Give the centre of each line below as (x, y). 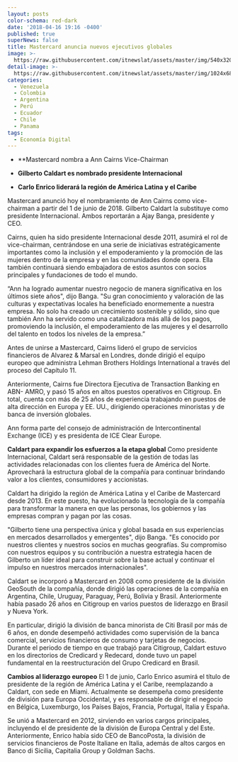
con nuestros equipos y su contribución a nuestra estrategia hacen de (110, 553)
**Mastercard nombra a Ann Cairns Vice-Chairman (93, 160)
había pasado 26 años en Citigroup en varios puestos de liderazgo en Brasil (118, 604)
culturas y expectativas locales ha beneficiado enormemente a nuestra (111, 304)
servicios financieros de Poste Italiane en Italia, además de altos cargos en (116, 744)
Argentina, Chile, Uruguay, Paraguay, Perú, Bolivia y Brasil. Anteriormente (114, 597)
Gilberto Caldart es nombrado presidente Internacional (100, 173)
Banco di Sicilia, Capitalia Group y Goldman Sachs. (81, 751)
